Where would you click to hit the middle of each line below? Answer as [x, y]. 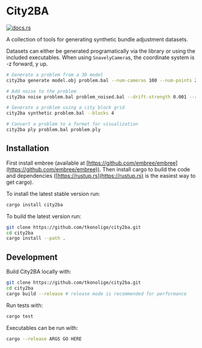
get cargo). [20, 182]
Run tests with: [25, 305]
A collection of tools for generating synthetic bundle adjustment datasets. [97, 39]
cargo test [20, 316]
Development [32, 257]
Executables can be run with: [42, 328]
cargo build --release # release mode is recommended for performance [96, 294]
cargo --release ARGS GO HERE [44, 339]
